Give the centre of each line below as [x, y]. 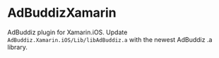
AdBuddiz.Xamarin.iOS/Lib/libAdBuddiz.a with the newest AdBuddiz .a [110, 39]
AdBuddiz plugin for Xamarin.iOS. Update [67, 32]
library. [18, 47]
